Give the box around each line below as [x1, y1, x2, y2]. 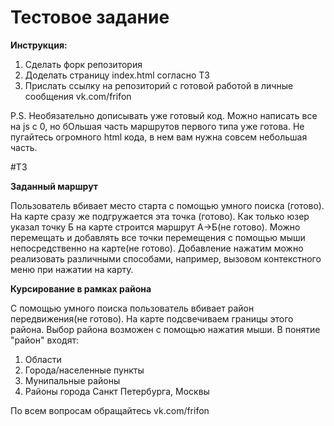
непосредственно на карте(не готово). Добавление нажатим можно [10, 242, 304, 254]
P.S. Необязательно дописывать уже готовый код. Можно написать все [10, 109, 318, 121]
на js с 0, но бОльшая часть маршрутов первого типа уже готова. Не [10, 120, 305, 132]
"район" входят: [10, 334, 79, 346]
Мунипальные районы [24, 374, 121, 386]
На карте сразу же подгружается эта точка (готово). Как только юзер [10, 210, 310, 222]
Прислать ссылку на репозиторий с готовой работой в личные [24, 79, 294, 91]
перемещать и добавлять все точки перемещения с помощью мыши [10, 231, 306, 243]
